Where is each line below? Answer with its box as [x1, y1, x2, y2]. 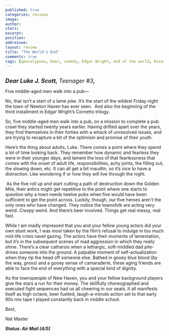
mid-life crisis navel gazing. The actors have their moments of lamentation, [5, 233, 160, 239]
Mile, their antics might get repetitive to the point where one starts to [5, 186, 147, 192]
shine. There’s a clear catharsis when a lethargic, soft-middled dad [5, 244, 143, 250]
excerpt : [5, 31, 24, 36]
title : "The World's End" [5, 49, 59, 54]
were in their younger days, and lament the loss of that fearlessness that [5, 155, 155, 161]
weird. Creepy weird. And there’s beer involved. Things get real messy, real [5, 207, 161, 214]
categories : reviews [5, 12, 49, 17]
